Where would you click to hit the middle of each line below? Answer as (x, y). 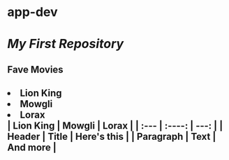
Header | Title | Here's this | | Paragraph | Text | (112, 137)
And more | (32, 148)
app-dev (32, 12)
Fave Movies (36, 69)
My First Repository (66, 44)
